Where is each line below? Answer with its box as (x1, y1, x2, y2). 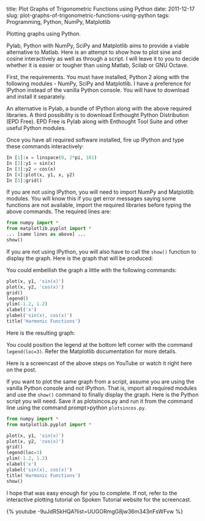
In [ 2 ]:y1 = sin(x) (6, 160, 56, 166)
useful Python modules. (6, 124, 66, 131)
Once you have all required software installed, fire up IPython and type (6, 136, 185, 143)
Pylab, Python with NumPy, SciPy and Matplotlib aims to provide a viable (6, 42, 190, 49)
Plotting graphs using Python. (6, 30, 81, 37)
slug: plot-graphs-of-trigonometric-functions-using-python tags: (6, 12, 170, 19)
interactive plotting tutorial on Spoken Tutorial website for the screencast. (6, 496, 192, 503)
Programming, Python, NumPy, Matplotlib (6, 18, 111, 25)
